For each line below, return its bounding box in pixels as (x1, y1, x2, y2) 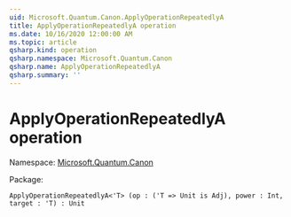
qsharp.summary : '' (9, 71, 82, 80)
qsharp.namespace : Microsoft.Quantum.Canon (9, 54, 173, 63)
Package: (9, 174, 44, 184)
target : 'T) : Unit (9, 198, 86, 208)
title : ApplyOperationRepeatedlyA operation (9, 21, 177, 30)
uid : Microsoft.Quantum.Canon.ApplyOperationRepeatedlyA (9, 12, 224, 22)
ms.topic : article (9, 37, 77, 47)
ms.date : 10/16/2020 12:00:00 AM (9, 29, 133, 38)
